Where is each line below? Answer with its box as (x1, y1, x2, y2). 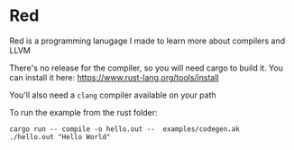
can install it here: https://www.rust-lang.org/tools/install (9, 71, 219, 82)
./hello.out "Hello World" (9, 132, 111, 141)
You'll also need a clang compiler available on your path (9, 89, 216, 100)
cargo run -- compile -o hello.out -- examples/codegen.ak (9, 124, 241, 134)
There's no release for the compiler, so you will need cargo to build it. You (9, 62, 284, 73)
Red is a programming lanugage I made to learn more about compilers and (9, 35, 286, 46)
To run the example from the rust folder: (9, 107, 158, 117)
